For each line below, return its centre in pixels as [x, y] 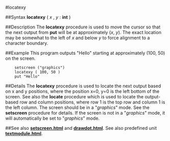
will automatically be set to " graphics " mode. [53, 118]
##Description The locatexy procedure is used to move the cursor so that [83, 27]
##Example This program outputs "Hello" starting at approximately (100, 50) [85, 53]
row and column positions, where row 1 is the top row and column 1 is [92, 102]
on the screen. [20, 58]
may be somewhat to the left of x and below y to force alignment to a [78, 38]
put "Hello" [27, 77]
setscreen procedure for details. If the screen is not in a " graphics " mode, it [85, 113]
